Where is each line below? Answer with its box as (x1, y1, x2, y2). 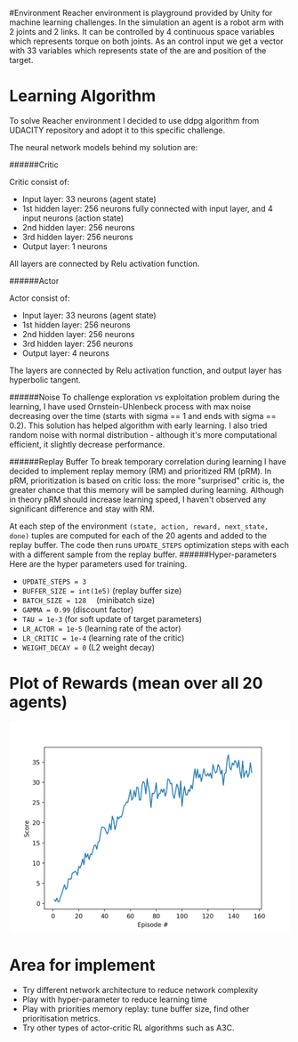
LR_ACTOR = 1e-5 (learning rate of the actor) (21, 623, 181, 634)
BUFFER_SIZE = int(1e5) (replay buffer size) (21, 585, 182, 595)
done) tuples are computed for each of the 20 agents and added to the (9, 529, 267, 541)
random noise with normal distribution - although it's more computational (9, 429, 278, 440)
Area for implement (9, 956, 156, 975)
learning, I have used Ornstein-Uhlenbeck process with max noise (9, 400, 252, 412)
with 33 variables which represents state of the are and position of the (9, 45, 267, 56)
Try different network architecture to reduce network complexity (21, 984, 259, 995)
